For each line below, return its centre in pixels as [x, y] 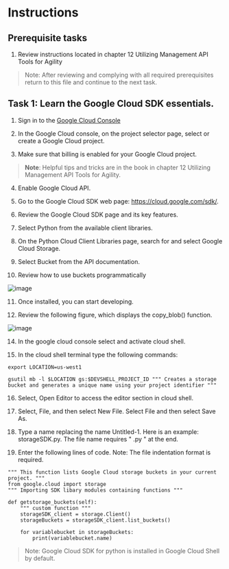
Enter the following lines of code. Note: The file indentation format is [114, 452]
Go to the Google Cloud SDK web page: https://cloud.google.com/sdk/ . [118, 201]
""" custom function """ [56, 508]
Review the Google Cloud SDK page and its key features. [98, 215]
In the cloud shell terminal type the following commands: [98, 354]
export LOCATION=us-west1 [45, 367]
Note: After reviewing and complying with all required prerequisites [119, 75]
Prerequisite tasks [48, 38]
